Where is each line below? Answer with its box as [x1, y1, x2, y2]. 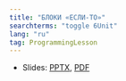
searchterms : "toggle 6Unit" [9, 21, 118, 30]
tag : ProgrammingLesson [9, 37, 98, 47]
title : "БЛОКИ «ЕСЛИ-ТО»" [9, 12, 105, 22]
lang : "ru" [9, 29, 50, 38]
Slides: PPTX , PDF [21, 62, 90, 73]
